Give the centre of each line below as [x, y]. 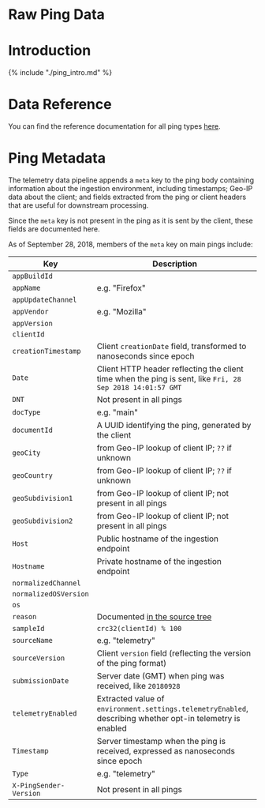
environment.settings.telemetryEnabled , [172, 708]
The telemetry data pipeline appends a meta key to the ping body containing [131, 180]
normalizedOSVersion [50, 594]
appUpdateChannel [45, 300]
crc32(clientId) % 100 [139, 628]
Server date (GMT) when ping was [160, 676]
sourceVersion [39, 658]
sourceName [32, 640]
